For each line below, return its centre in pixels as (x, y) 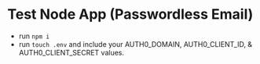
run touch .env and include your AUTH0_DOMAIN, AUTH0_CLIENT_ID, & (135, 44)
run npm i (34, 36)
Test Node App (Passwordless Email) (130, 14)
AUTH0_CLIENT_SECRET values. (71, 52)
